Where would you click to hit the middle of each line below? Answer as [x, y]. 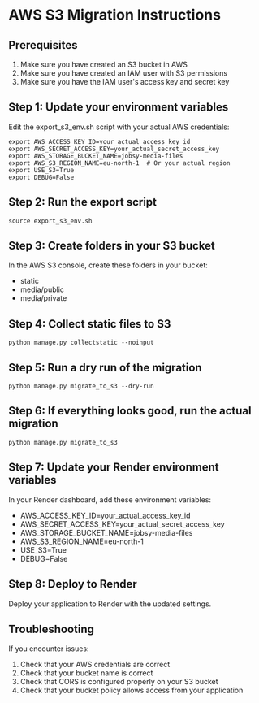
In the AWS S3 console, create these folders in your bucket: [108, 265]
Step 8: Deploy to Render [73, 584]
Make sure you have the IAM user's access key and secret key [125, 82]
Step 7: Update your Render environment [114, 468]
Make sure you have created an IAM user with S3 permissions [124, 73]
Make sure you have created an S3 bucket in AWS [104, 64]
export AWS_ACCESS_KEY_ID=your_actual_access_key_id [99, 141]
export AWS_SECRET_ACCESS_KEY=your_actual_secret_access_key [114, 149]
